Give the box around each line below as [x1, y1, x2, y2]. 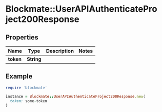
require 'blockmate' [5, 85, 48, 90]
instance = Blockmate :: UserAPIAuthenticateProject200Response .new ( [5, 94, 146, 99]
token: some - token [10, 98, 48, 103]
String [26, 56, 41, 62]
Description [46, 48, 74, 54]
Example [5, 72, 33, 81]
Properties [5, 33, 39, 41]
